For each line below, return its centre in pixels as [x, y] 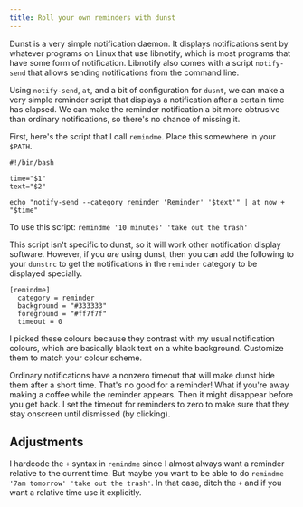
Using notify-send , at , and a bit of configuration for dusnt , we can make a [147, 90]
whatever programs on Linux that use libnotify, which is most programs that [150, 53]
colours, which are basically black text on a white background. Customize [147, 348]
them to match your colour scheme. [76, 358]
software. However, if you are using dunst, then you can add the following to [151, 253]
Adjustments [47, 442]
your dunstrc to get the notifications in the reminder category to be [133, 263]
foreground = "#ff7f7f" [62, 313]
